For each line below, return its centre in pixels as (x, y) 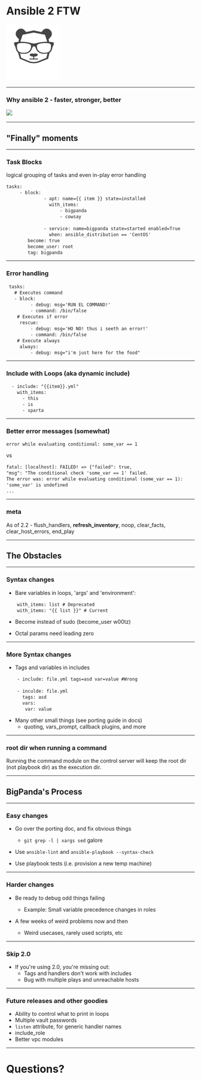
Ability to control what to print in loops (62, 1014)
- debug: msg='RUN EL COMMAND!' (71, 305)
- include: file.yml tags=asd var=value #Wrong (77, 679)
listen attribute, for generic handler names (68, 1027)
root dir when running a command (57, 748)
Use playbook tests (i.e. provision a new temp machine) (83, 864)
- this (30, 398)
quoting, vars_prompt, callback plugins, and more (85, 726)
